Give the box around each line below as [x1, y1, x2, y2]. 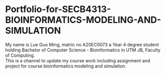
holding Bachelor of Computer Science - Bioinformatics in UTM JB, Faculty [5, 47, 161, 53]
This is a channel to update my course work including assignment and [5, 57, 150, 63]
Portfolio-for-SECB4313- [5, 4, 111, 15]
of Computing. [5, 52, 35, 58]
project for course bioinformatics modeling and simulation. [5, 63, 127, 69]
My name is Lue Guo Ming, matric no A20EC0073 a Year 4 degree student [5, 41, 159, 47]
